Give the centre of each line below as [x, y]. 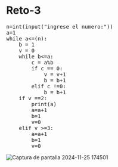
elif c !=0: [49, 86]
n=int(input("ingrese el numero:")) [60, 27]
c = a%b [42, 62]
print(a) [44, 104]
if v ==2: [33, 98]
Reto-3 [24, 10]
